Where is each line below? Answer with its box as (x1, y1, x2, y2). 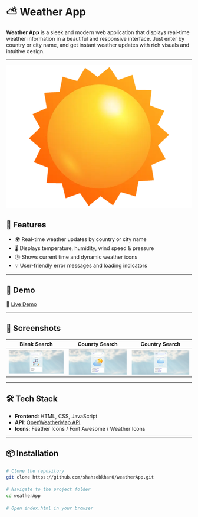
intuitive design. (6, 47, 45, 54)
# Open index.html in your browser (6, 505, 94, 511)
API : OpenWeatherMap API (14, 418, 81, 426)
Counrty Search (77, 341, 118, 348)
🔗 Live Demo (6, 300, 37, 308)
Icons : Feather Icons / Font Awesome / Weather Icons (14, 425, 146, 432)
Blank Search (19, 341, 53, 348)
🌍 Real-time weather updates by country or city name (14, 236, 147, 243)
